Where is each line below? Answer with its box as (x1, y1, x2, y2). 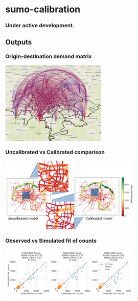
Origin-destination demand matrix (5, 53, 92, 60)
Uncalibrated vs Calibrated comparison (5, 148, 105, 156)
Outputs (5, 37, 32, 47)
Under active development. (5, 22, 75, 29)
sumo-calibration (5, 4, 81, 15)
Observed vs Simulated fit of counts (5, 237, 97, 244)
